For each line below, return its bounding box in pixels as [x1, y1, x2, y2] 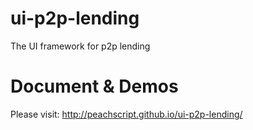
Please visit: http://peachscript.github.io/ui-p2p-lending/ [10, 108, 243, 120]
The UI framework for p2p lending [10, 40, 151, 52]
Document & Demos [10, 75, 179, 98]
